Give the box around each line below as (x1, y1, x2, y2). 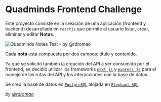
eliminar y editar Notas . (5, 31, 55, 37)
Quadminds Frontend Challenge (5, 4, 142, 15)
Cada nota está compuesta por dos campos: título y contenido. (5, 51, 137, 57)
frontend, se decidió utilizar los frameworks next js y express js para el (5, 66, 156, 72)
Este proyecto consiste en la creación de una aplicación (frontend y (5, 20, 146, 26)
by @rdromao (5, 91, 34, 97)
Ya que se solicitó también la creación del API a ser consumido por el (5, 60, 149, 66)
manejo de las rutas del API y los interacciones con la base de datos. (5, 71, 149, 77)
